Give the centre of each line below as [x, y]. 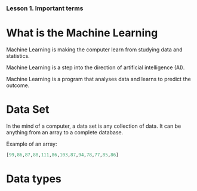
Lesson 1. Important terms [45, 8]
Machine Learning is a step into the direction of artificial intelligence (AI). [96, 67]
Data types [34, 179]
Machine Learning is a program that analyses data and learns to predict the [98, 79]
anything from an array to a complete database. [65, 132]
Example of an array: [32, 144]
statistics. [18, 56]
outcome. [18, 85]
